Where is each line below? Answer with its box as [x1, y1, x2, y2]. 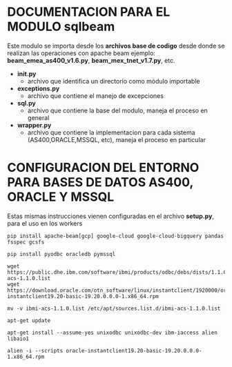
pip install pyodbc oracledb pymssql [7, 250, 116, 257]
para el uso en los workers [7, 219, 83, 228]
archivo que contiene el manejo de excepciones [27, 91, 164, 100]
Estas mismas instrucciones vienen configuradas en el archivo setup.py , [7, 212, 214, 220]
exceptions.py [17, 84, 60, 92]
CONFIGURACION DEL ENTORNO [7, 160, 200, 176]
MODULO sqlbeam [7, 19, 115, 34]
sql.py [17, 99, 36, 107]
